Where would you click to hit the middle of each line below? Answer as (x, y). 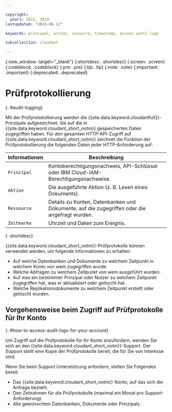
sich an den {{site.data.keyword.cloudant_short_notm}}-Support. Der (78, 346)
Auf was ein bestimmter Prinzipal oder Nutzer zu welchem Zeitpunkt (85, 278)
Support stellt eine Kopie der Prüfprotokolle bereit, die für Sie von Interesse (84, 351)
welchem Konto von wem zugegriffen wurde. (60, 267)
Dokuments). (64, 194)
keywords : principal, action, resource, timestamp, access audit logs (82, 33)
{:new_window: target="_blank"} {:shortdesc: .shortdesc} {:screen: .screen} (85, 62)
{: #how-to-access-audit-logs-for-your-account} (57, 330)
